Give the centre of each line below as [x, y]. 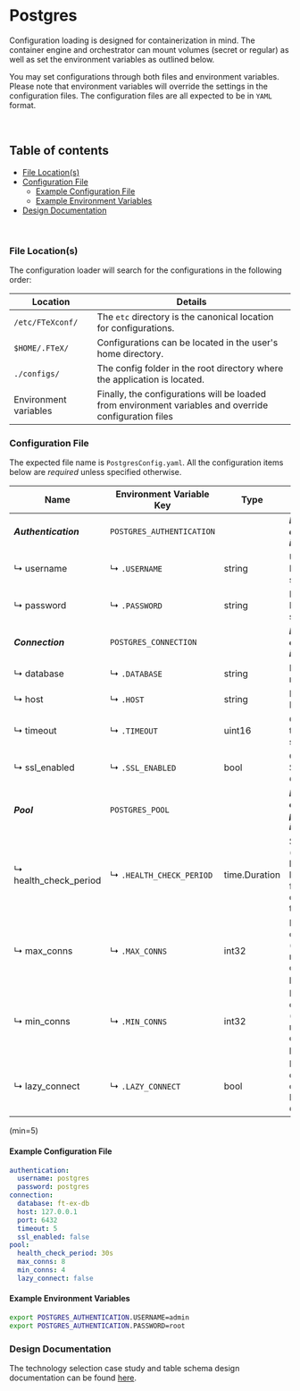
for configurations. [136, 328]
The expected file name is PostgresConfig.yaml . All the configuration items [146, 462]
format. [23, 105]
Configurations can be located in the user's [187, 343]
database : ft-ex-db [54, 1204]
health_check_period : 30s [66, 1253]
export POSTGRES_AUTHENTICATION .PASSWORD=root [97, 1326]
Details [192, 302]
